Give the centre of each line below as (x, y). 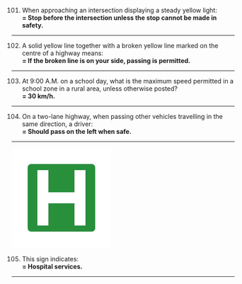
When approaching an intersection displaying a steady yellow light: (120, 10)
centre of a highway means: (62, 53)
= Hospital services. (52, 266)
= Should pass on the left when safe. (76, 131)
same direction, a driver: (57, 124)
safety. (33, 25)
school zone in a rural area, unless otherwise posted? (99, 89)
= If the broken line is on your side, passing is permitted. (106, 61)
